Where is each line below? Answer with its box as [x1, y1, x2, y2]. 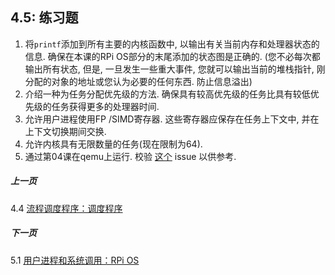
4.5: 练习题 [10, 9, 79, 27]
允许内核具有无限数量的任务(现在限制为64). [24, 138, 203, 150]
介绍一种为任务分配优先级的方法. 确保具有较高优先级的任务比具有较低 [24, 88, 311, 100]
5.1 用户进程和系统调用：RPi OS [10, 254, 140, 266]
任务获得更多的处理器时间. [51, 100, 160, 112]
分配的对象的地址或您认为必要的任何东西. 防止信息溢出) [24, 75, 253, 87]
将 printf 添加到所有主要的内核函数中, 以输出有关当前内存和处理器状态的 [24, 38, 320, 50]
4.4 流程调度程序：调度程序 [10, 202, 123, 214]
